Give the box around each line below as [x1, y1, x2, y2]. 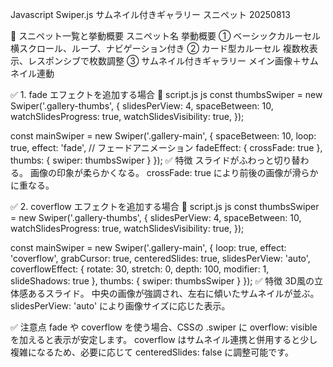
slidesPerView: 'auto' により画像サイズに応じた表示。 [10, 300, 231, 312]
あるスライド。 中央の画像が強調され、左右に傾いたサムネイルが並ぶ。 [27, 288, 320, 299]
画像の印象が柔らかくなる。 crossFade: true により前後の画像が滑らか [29, 167, 319, 178]
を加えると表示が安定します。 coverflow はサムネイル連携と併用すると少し [10, 334, 318, 345]
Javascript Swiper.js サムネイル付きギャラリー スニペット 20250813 [10, 9, 291, 20]
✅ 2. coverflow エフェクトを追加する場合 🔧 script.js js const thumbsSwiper [10, 201, 320, 212]
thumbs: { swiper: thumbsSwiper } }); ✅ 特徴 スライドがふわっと [10, 154, 275, 166]
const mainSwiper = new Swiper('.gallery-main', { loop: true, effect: [10, 242, 287, 253]
